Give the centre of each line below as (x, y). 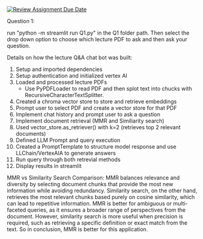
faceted (17, 210)
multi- (181, 204)
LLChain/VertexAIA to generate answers (66, 153)
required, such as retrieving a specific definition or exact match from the (97, 223)
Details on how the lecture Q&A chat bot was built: (70, 57)
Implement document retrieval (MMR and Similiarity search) (90, 121)
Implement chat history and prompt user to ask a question (88, 114)
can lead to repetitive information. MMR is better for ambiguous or (89, 204)
